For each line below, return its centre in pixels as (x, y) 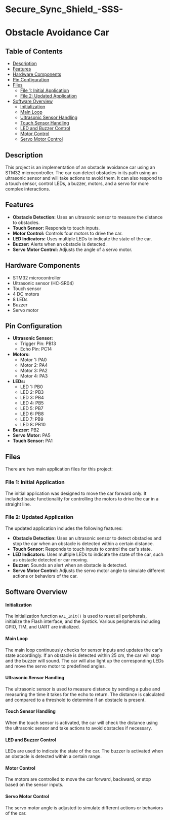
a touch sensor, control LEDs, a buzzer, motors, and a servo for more (77, 183)
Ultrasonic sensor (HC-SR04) (43, 283)
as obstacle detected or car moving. (50, 559)
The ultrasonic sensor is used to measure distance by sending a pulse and (83, 689)
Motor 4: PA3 (34, 376)
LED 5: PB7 (32, 408)
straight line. (18, 504)
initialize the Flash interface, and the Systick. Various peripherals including (83, 621)
